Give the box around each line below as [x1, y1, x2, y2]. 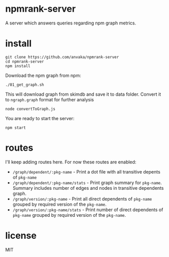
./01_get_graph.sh [5, 82, 44, 87]
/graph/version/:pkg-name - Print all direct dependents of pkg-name [12, 195, 152, 202]
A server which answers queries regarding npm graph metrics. [5, 20, 136, 26]
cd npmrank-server [5, 59, 44, 64]
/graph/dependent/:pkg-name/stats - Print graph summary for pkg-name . [12, 179, 162, 186]
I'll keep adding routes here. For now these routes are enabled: [5, 159, 137, 165]
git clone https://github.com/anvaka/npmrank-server [5, 54, 119, 60]
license [5, 230, 37, 241]
